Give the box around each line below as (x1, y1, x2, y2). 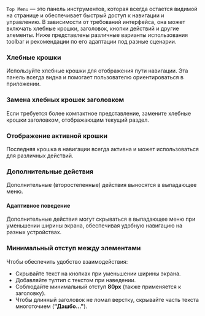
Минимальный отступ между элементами (6, 244, 141, 253)
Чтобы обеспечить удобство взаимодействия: (6, 258, 128, 265)
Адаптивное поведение (6, 202, 71, 209)
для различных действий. (6, 152, 74, 159)
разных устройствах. (6, 229, 62, 236)
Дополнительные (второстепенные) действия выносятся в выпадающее (6, 181, 197, 189)
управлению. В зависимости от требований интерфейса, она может (6, 18, 185, 25)
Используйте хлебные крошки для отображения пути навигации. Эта (6, 67, 188, 74)
